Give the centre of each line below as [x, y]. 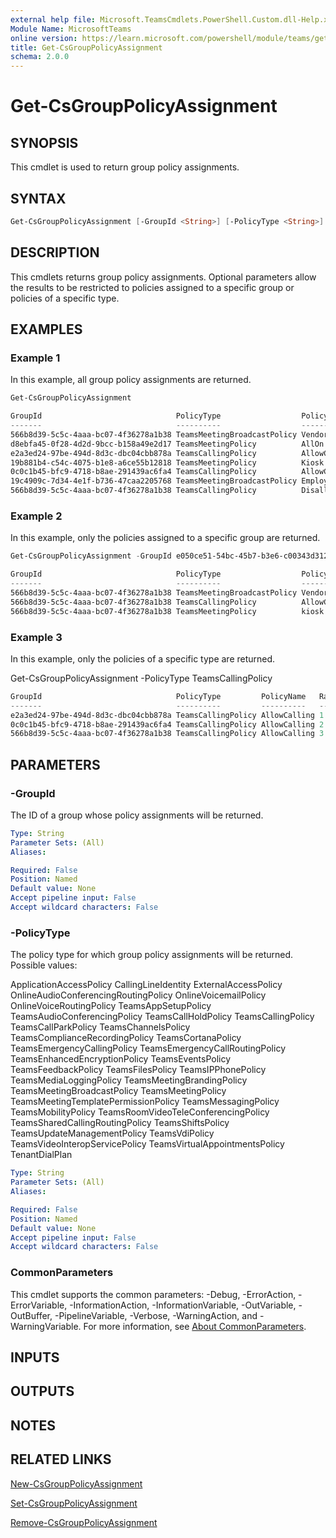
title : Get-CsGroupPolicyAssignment [86, 47]
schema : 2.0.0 [40, 57]
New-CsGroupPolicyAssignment [76, 1483]
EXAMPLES [46, 329]
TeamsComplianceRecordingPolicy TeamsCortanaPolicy [126, 1038]
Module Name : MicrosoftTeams [71, 29]
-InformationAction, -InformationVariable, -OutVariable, [183, 1305]
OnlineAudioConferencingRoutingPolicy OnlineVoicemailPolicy [138, 995]
